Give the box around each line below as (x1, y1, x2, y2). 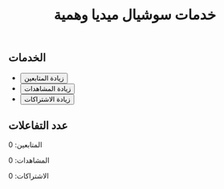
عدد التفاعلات (8, 119, 68, 132)
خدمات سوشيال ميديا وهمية (53, 6, 217, 24)
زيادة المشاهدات (23, 84, 71, 93)
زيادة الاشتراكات (23, 95, 71, 104)
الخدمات (8, 51, 47, 65)
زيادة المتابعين (23, 74, 64, 82)
